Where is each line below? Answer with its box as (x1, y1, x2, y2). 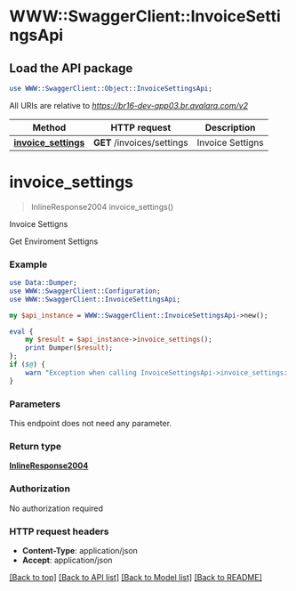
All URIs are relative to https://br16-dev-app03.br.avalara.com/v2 (9, 100, 249, 110)
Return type (9, 440, 62, 452)
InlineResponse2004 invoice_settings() (30, 201, 174, 212)
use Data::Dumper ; (9, 279, 77, 287)
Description (204, 121, 256, 134)
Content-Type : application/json (21, 545, 138, 555)
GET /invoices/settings (92, 136, 188, 149)
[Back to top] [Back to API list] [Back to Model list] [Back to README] (9, 571, 262, 582)
